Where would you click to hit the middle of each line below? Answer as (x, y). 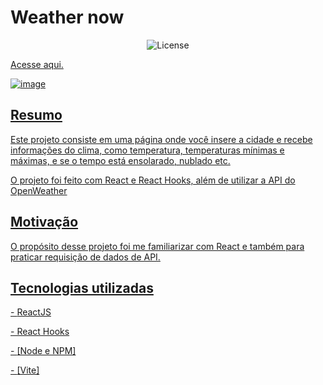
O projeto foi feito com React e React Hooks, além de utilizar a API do (153, 180)
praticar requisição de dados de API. (85, 257)
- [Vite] (25, 370)
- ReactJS (31, 312)
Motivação (44, 222)
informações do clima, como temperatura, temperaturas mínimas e (147, 150)
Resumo (36, 115)
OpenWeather (39, 190)
